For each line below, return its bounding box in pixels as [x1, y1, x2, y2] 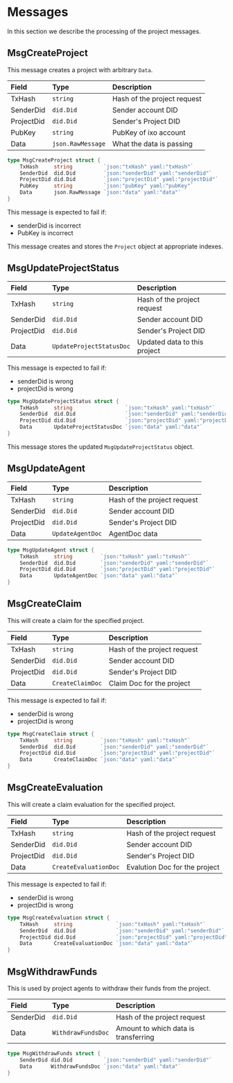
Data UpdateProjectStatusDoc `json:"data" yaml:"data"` [19, 424, 203, 431]
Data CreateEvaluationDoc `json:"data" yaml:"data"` [19, 940, 194, 947]
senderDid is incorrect [17, 221, 81, 230]
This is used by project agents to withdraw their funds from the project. [7, 984, 211, 992]
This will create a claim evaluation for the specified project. [7, 800, 175, 808]
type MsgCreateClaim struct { [7, 730, 95, 737]
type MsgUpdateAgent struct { [7, 546, 95, 554]
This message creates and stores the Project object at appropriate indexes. [7, 242, 223, 250]
